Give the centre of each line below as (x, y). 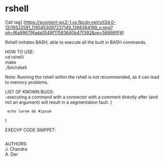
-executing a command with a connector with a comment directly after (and (82, 97)
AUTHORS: (16, 144)
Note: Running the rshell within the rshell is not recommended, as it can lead (82, 77)
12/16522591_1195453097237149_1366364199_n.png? (59, 27)
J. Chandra (16, 149)
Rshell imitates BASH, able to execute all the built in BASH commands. (76, 42)
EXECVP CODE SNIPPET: (30, 130)
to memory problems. (27, 82)
